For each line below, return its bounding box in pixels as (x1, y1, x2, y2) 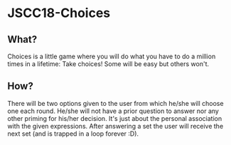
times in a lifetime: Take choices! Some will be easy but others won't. (7, 60, 210, 68)
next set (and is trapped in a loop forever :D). (7, 129, 139, 138)
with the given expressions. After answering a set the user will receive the (7, 122, 224, 130)
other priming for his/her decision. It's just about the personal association (7, 114, 222, 122)
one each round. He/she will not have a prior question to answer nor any (7, 107, 219, 115)
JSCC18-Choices (7, 5, 111, 21)
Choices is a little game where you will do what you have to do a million (7, 52, 216, 60)
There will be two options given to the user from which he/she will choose (7, 99, 224, 107)
